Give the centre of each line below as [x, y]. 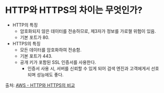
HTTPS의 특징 [26, 43]
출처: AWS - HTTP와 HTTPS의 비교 [40, 85]
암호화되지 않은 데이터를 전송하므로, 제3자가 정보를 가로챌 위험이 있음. [88, 31]
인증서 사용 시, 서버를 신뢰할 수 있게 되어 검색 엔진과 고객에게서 [88, 68]
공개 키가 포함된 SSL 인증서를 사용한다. [58, 62]
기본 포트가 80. [35, 37]
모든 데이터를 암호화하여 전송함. [50, 50]
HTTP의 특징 [25, 25]
